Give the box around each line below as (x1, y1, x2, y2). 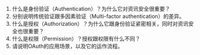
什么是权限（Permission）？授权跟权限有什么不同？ (11, 35, 141, 42)
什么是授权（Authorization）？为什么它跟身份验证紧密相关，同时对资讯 (11, 20, 189, 27)
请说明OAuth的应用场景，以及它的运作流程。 (11, 42, 123, 50)
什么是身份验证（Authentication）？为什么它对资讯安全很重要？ (11, 5, 170, 12)
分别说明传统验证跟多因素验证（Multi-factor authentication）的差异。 (11, 13, 185, 20)
